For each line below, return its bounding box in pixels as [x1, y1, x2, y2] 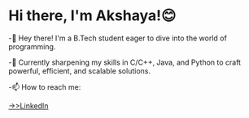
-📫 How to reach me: [8, 82, 81, 91]
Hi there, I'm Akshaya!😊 [8, 6, 177, 25]
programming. [8, 41, 56, 51]
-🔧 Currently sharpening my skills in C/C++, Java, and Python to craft [8, 57, 242, 67]
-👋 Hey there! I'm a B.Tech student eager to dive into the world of [8, 33, 228, 43]
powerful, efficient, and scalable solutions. [8, 65, 151, 75]
